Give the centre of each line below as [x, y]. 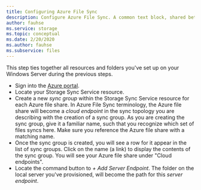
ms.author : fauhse [29, 45]
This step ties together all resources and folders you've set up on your [93, 68]
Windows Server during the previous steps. [60, 74]
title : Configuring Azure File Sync [52, 12]
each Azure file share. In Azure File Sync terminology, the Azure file [98, 105]
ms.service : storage [32, 28]
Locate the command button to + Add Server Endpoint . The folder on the [104, 168]
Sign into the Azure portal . [47, 85]
